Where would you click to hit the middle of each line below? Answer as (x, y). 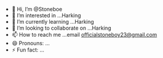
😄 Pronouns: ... (31, 43)
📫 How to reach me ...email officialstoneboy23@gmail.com (84, 35)
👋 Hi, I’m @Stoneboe (37, 9)
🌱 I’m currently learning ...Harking (53, 22)
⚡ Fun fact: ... (28, 50)
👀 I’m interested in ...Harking (46, 15)
